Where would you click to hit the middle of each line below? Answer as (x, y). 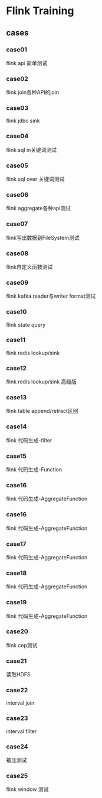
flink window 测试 (27, 789)
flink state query (26, 325)
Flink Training (40, 11)
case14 (17, 426)
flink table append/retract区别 (42, 411)
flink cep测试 (22, 645)
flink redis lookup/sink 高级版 (41, 382)
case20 (17, 631)
